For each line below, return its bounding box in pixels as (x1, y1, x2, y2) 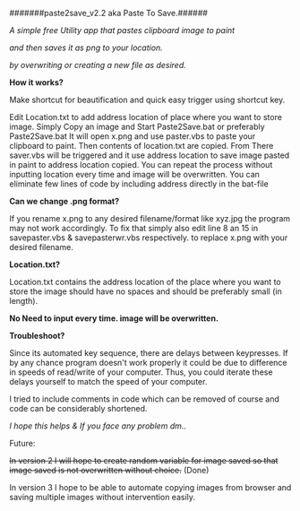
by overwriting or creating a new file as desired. (9, 60, 186, 70)
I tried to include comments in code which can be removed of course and (9, 394, 280, 404)
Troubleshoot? (9, 331, 65, 341)
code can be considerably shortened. (9, 403, 148, 413)
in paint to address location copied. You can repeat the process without (9, 160, 273, 169)
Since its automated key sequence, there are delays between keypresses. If (9, 348, 288, 358)
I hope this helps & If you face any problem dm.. (9, 420, 186, 431)
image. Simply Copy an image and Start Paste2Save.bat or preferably (9, 121, 266, 132)
